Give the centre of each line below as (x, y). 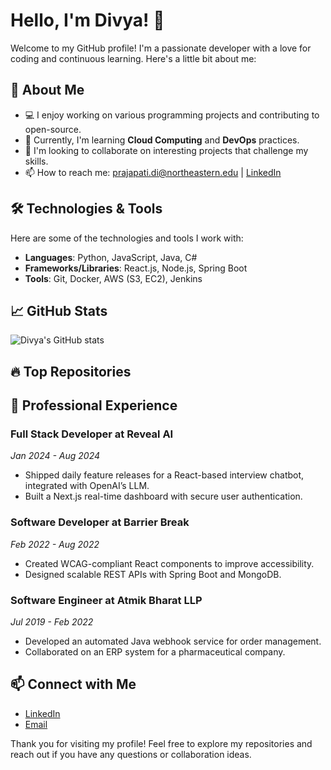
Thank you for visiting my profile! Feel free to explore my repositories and (161, 743)
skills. (36, 161)
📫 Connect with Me (73, 684)
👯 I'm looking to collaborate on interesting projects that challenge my (166, 150)
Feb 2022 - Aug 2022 (55, 544)
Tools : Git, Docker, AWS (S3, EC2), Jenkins (113, 278)
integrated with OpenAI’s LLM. (87, 486)
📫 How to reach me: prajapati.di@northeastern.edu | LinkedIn (153, 172)
